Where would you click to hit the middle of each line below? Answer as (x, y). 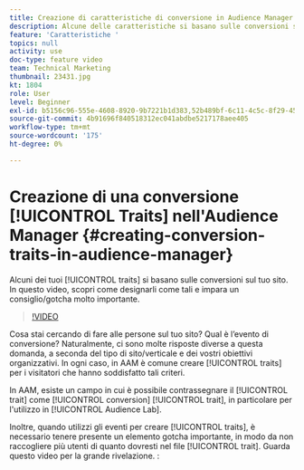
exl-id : (24, 110)
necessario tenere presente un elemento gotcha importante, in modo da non (152, 436)
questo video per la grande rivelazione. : (85, 456)
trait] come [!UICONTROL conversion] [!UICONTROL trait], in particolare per (151, 399)
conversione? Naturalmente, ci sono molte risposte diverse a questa (137, 343)
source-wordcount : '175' (56, 136)
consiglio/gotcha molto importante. (75, 299)
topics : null (34, 43)
